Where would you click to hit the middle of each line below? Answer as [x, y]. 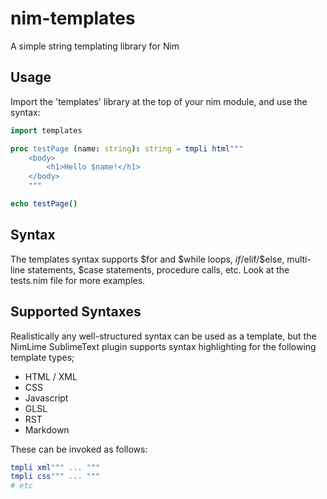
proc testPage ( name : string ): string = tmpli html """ [127, 148]
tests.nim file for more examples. [78, 280]
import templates [46, 130]
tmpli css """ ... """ [55, 477]
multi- [299, 259]
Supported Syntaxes [76, 312]
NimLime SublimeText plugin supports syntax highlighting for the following [163, 346]
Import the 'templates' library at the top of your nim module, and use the [159, 101]
